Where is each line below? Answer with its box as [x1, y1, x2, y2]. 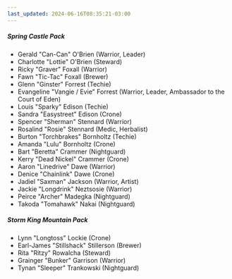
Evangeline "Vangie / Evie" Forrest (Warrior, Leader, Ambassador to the [17, 87, 225, 96]
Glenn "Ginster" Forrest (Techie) [17, 80, 111, 88]
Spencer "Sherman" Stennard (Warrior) [17, 117, 133, 125]
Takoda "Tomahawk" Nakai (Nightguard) [17, 199, 135, 208]
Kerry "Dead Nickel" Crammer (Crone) [17, 154, 129, 163]
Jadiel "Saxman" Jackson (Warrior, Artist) [17, 177, 139, 185]
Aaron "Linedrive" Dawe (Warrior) [17, 162, 116, 170]
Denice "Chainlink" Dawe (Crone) [17, 170, 115, 178]
